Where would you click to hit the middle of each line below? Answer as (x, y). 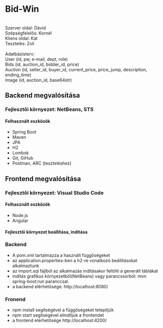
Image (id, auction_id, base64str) (39, 80)
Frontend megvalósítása (43, 178)
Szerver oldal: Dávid (26, 27)
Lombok (21, 153)
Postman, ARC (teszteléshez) (42, 164)
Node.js (20, 215)
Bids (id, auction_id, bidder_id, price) (42, 64)
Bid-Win (22, 9)
